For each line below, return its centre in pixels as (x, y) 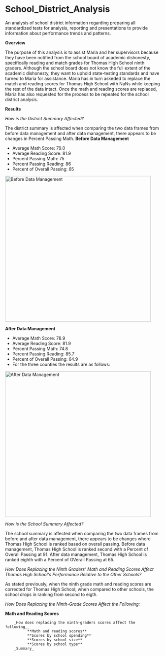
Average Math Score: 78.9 (39, 338)
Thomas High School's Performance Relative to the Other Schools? (73, 574)
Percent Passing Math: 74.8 (40, 348)
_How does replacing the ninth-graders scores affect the (75, 622)
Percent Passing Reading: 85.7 (43, 354)
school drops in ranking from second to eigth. (51, 594)
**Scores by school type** (55, 644)
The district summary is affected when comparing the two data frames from (82, 128)
